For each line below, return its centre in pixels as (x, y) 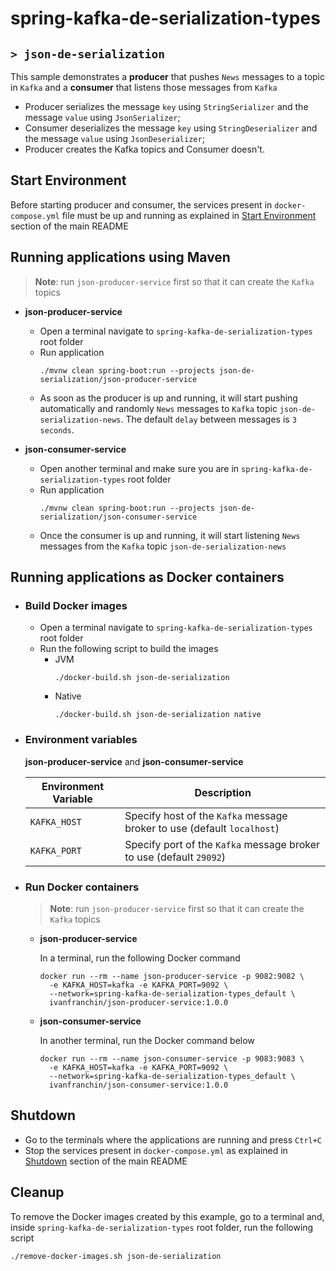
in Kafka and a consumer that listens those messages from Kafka (144, 87)
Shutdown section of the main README (106, 1161)
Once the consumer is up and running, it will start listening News (170, 535)
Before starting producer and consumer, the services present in (141, 204)
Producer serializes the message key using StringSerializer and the (166, 106)
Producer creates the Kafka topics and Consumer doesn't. (144, 149)
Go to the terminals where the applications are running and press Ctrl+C (173, 1139)
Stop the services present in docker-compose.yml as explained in (156, 1150)
